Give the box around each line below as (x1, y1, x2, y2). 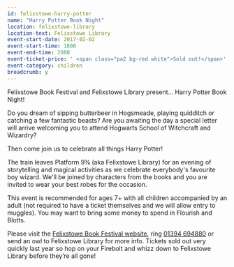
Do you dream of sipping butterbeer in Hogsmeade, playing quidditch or (7, 109, 215, 117)
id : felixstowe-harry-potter (7, 10, 92, 17)
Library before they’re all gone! (7, 252, 96, 260)
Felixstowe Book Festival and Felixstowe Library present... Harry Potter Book (7, 88, 227, 96)
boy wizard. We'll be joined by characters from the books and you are (7, 172, 207, 181)
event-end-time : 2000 (7, 49, 71, 56)
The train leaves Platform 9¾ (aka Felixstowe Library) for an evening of (7, 158, 212, 166)
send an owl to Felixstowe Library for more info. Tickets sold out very (7, 236, 206, 245)
